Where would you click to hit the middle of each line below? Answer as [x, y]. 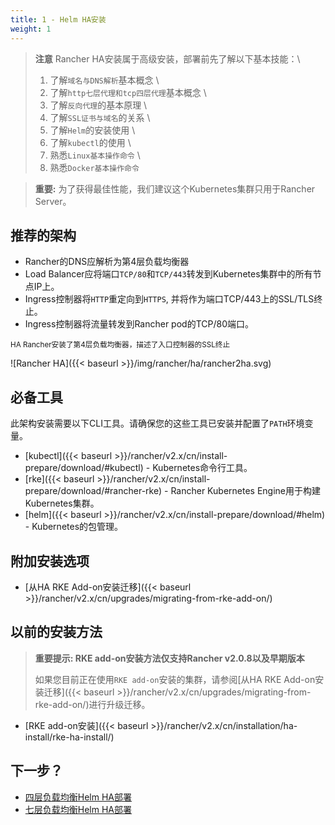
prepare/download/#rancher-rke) [93, 491]
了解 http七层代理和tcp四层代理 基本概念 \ [128, 92]
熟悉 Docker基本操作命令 [94, 167]
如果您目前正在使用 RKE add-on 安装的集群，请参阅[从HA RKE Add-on [175, 679]
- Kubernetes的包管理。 [74, 527]
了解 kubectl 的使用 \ [90, 142]
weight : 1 [31, 29]
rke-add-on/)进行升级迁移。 [92, 704]
